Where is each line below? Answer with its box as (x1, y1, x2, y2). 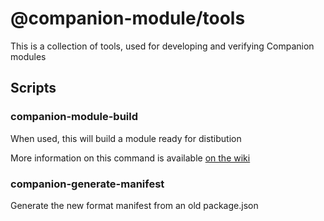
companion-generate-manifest (10, 177, 165, 191)
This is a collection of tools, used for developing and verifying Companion (10, 40, 315, 52)
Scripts (10, 80, 57, 97)
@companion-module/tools (10, 7, 246, 30)
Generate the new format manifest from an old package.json (10, 199, 259, 211)
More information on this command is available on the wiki (10, 152, 251, 164)
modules (10, 50, 47, 62)
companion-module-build (10, 110, 139, 124)
